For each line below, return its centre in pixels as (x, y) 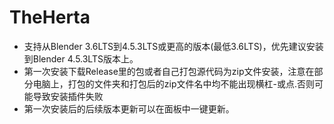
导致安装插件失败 (68, 96)
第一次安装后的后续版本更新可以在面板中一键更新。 (129, 108)
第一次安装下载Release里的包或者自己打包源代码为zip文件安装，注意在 (169, 71)
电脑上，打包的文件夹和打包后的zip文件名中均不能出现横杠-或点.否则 (173, 83)
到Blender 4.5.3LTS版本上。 (81, 58)
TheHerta (50, 17)
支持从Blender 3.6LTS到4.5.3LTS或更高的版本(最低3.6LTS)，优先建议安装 (173, 46)
